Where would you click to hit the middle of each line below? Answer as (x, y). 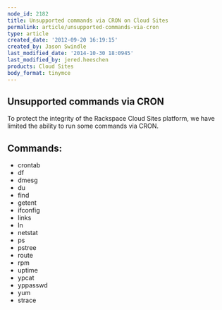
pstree (27, 248)
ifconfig (29, 210)
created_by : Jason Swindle (47, 47)
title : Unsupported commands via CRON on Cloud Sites (88, 20)
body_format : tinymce (39, 73)
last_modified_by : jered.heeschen (58, 60)
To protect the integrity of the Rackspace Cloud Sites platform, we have (111, 119)
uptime (28, 270)
